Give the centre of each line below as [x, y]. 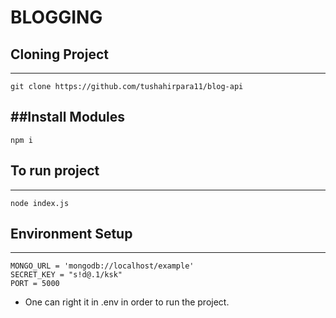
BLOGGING [56, 17]
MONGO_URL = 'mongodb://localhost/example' [102, 266]
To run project [55, 171]
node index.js [40, 203]
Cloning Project [59, 54]
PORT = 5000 [35, 284]
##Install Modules [68, 117]
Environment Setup [71, 234]
